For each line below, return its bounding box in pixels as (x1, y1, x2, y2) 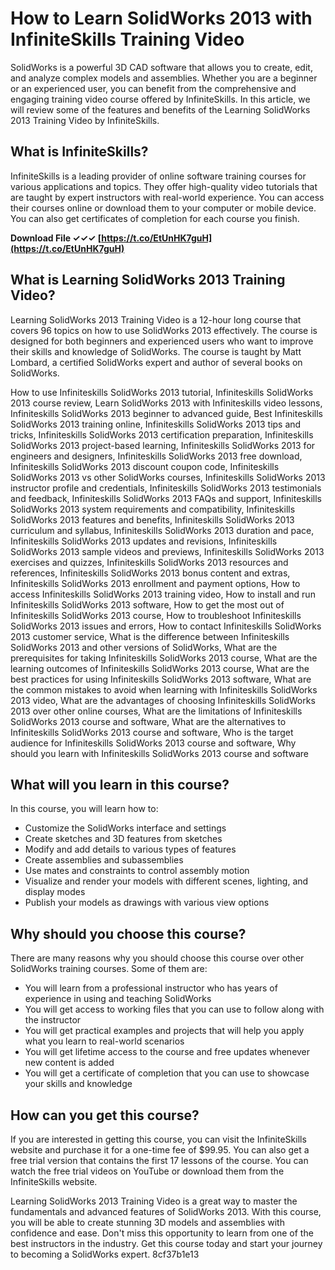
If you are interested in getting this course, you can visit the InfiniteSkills (10, 1133, 307, 1145)
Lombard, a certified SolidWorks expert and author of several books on (10, 356, 303, 368)
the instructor (24, 1014, 82, 1026)
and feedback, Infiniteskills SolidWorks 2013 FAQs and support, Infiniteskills (10, 492, 322, 504)
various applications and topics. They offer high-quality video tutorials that (10, 180, 318, 192)
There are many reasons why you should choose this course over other (10, 952, 305, 964)
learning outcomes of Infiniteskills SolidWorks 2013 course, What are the (10, 662, 310, 674)
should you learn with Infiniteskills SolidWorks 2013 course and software (10, 747, 310, 759)
